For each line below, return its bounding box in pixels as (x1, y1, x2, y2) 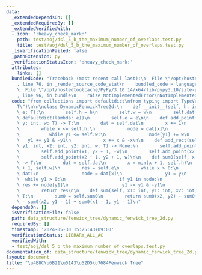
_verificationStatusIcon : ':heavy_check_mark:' (11, 59, 133, 65)
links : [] (17, 70, 42, 76)
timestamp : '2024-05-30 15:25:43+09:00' (11, 226, 114, 232)
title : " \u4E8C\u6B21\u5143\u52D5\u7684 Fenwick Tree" (6, 260, 144, 266)
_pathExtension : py (11, 53, 61, 59)
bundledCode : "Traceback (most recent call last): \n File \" (11, 76, 171, 82)
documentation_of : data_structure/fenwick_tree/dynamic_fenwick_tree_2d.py (6, 249, 200, 255)
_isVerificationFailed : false (11, 48, 87, 54)
